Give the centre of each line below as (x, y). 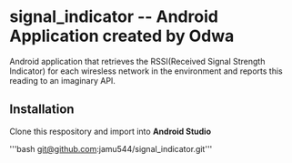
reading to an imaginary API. (63, 80)
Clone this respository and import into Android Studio (111, 131)
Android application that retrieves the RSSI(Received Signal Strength (137, 61)
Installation (42, 110)
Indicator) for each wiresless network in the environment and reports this (146, 71)
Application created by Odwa (122, 36)
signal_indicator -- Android (114, 17)
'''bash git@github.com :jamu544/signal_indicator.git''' (111, 148)
